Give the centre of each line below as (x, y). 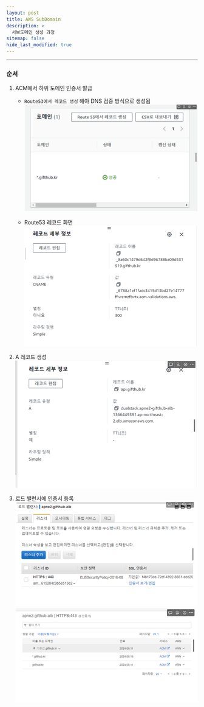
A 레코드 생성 (31, 357)
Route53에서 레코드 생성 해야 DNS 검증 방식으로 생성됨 (87, 101)
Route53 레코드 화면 (48, 222)
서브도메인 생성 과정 (33, 32)
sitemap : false (25, 39)
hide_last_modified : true (39, 45)
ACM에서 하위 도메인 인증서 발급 (54, 88)
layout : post (23, 13)
